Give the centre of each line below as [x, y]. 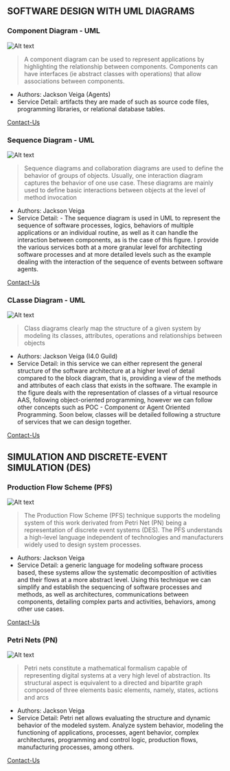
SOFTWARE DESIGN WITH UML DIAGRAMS [101, 11]
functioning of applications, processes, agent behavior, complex [108, 733]
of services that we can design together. [74, 422]
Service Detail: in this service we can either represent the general [110, 364]
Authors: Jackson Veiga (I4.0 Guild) [67, 356]
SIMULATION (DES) [49, 467]
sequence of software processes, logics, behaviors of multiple [105, 225]
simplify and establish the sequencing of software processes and [110, 587]
